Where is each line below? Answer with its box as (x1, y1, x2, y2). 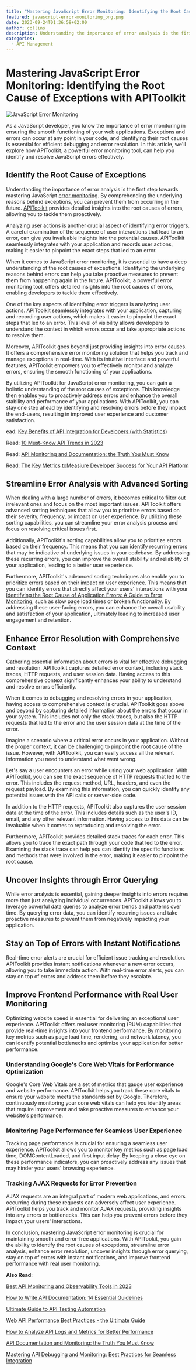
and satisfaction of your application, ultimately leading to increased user (6, 610, 180, 618)
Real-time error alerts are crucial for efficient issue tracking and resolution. (6, 954, 185, 961)
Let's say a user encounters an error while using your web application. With (6, 767, 188, 774)
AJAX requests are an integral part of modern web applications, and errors (6, 1193, 185, 1200)
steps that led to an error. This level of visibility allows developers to (6, 319, 169, 326)
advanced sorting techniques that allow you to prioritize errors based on (6, 507, 180, 514)
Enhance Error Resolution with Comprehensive (6, 633, 180, 643)
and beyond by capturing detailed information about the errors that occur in (6, 707, 188, 714)
